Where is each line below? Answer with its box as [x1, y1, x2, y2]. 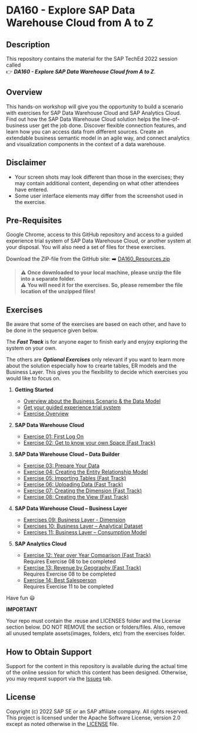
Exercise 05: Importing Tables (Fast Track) [23, 475, 126, 482]
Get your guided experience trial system [23, 404, 121, 411]
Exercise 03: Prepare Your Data [23, 462, 100, 469]
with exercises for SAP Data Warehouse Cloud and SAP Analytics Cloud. [6, 109, 181, 116]
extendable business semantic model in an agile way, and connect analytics [6, 134, 190, 142]
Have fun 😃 [6, 594, 35, 601]
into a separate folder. [20, 275, 76, 282]
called [6, 61, 21, 68]
